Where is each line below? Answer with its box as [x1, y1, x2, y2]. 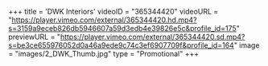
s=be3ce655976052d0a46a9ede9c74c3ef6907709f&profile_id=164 [8, 41, 235, 50]
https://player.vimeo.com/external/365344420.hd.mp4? [11, 15, 197, 25]
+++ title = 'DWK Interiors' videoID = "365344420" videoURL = [8, 7, 219, 16]
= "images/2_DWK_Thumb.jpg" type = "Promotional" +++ [8, 49, 200, 58]
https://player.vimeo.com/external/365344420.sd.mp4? [60, 32, 245, 41]
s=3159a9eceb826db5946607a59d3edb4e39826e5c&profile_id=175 [8, 24, 237, 33]
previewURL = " [8, 32, 61, 41]
